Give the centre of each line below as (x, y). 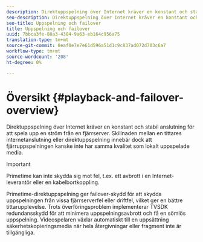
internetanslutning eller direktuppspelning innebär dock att (79, 140)
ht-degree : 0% (24, 62)
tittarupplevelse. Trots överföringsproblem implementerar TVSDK (87, 207)
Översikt (28, 97)
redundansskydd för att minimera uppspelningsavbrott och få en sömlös (96, 213)
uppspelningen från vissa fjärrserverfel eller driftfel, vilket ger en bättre (95, 200)
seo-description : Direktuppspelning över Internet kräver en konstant (97, 18)
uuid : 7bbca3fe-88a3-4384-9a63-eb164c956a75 (63, 34)
